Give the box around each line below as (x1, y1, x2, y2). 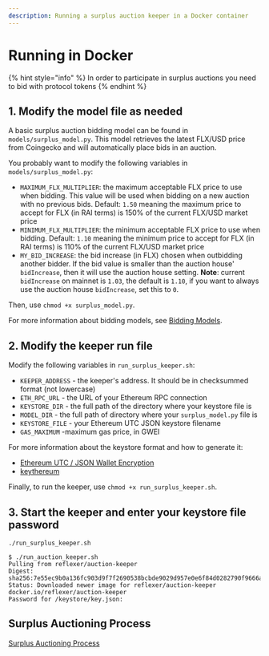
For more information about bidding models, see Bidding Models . (8, 316, 223, 326)
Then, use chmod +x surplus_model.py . (8, 300, 135, 310)
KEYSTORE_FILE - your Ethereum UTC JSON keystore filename (19, 419, 222, 428)
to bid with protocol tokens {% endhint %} (8, 81, 147, 91)
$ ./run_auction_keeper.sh (8, 553, 98, 561)
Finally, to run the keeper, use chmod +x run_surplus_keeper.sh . (8, 482, 218, 492)
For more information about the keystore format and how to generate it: (8, 443, 243, 452)
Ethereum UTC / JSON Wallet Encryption (19, 458, 155, 468)
